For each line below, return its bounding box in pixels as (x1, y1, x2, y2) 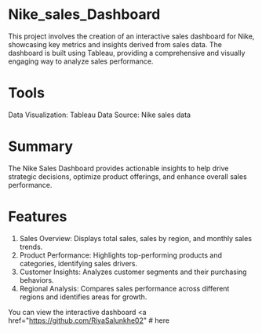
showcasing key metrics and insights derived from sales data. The (8, 39, 222, 49)
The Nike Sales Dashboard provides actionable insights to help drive (8, 163, 229, 173)
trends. (19, 242, 43, 251)
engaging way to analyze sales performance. (8, 57, 154, 66)
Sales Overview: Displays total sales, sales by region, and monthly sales (19, 233, 253, 243)
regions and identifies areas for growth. (19, 292, 147, 302)
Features (8, 208, 67, 225)
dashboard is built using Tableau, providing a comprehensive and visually (8, 48, 246, 57)
